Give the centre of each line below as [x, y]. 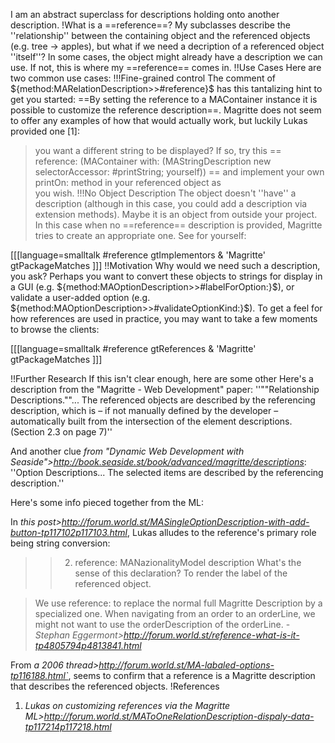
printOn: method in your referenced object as [128, 182]
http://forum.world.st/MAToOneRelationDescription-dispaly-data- [179, 716]
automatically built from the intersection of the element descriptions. [151, 421]
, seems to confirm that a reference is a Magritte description [192, 675]
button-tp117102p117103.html [69, 532]
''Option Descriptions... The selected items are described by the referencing [167, 472]
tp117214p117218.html [68, 727]
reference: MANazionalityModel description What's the [188, 562]
